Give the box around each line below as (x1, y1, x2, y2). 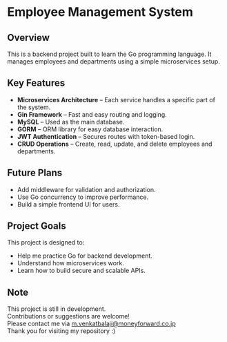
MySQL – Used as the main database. (17, 117, 125, 126)
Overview (7, 32, 50, 44)
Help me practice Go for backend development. (17, 251, 153, 260)
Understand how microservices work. (17, 259, 124, 267)
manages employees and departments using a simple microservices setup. (7, 57, 221, 66)
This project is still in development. (7, 305, 106, 313)
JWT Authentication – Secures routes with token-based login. (17, 132, 195, 140)
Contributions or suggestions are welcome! (7, 312, 130, 321)
